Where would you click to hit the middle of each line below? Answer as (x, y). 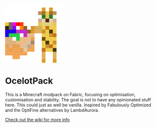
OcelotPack (29, 81)
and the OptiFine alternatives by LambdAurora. (52, 110)
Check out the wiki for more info (37, 120)
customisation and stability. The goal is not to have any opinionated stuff (78, 100)
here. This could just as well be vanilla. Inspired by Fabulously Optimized (78, 105)
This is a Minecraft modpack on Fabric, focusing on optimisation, (70, 94)
